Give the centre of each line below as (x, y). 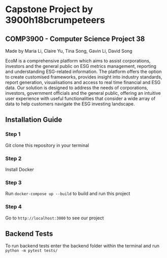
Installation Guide (34, 120)
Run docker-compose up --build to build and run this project (68, 194)
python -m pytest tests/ (31, 251)
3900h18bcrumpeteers (55, 20)
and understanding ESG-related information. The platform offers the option (83, 71)
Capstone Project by (49, 9)
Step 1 (13, 134)
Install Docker (20, 169)
